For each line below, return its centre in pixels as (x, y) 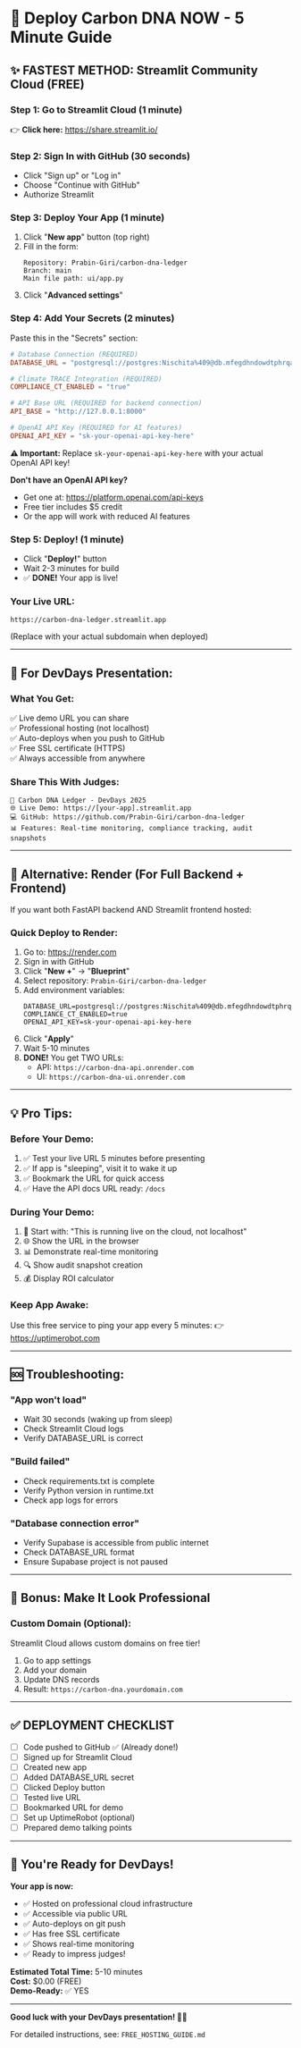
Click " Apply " (48, 1039)
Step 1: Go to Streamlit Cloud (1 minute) (96, 109)
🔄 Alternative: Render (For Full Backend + (127, 874)
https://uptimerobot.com (55, 1338)
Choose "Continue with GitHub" (82, 185)
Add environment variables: (74, 990)
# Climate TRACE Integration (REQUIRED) (87, 379)
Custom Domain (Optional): (71, 1623)
